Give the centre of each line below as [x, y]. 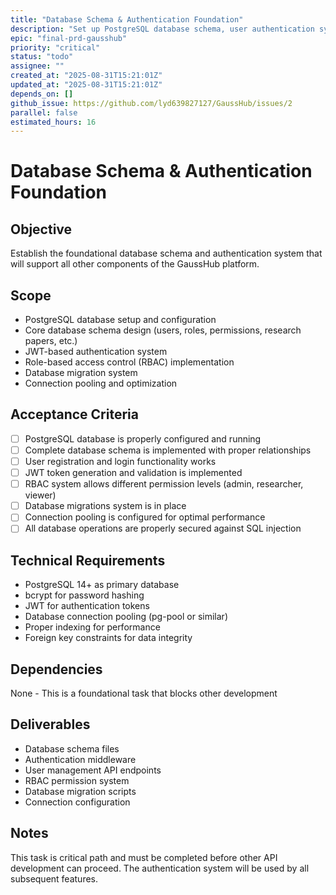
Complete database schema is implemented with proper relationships [168, 450]
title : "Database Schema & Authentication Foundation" [127, 19]
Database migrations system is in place [105, 506]
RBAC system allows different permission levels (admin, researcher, [164, 484]
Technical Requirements [88, 560]
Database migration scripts [80, 791]
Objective [41, 229]
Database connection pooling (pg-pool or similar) [126, 617]
